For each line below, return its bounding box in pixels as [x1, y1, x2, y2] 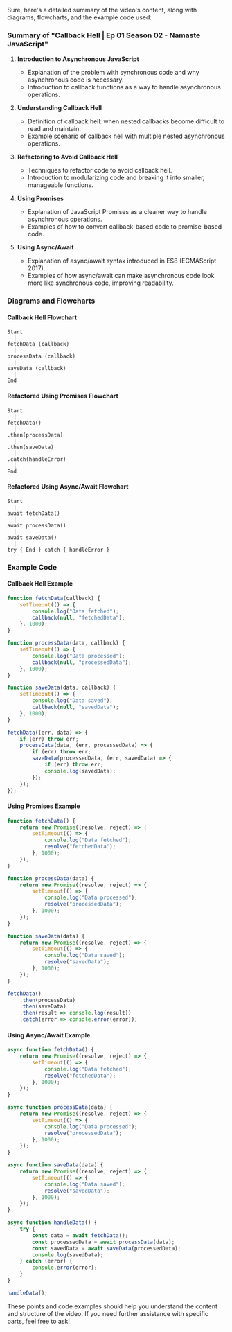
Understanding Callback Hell [17, 104, 102, 112]
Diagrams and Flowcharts [7, 296, 96, 306]
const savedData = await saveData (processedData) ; [32, 1245, 181, 1252]
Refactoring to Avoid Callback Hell [17, 152, 118, 161]
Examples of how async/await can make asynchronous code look [27, 272, 215, 280]
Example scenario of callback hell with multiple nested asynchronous [27, 132, 225, 141]
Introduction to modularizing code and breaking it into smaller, [27, 173, 205, 182]
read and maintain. [27, 125, 81, 133]
